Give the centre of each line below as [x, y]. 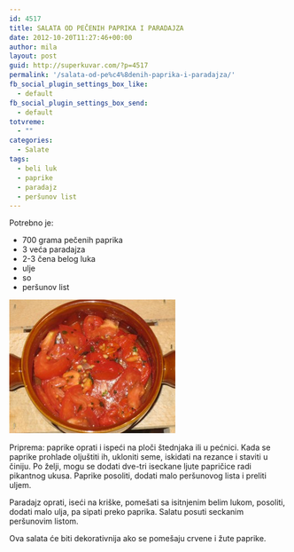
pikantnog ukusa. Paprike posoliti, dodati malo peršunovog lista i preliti [138, 476]
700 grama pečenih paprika [73, 241]
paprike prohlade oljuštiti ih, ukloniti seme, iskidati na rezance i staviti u [139, 457]
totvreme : [27, 122]
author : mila [33, 47]
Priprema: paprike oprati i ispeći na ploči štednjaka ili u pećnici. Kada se [140, 447]
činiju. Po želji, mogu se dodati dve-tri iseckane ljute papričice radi [131, 467]
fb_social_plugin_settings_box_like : [79, 84]
